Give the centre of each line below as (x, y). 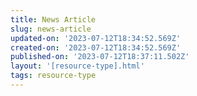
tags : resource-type (53, 76)
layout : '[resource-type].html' (77, 66)
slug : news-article (51, 29)
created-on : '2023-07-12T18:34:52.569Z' (96, 47)
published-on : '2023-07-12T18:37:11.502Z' (100, 57)
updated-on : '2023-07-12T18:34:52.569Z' (96, 38)
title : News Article (53, 19)
